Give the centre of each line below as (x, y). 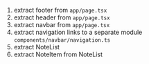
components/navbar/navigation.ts (62, 40)
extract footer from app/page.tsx (60, 10)
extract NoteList (37, 47)
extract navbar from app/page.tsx (62, 25)
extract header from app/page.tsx (62, 17)
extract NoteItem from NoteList (58, 54)
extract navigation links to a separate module (78, 32)
